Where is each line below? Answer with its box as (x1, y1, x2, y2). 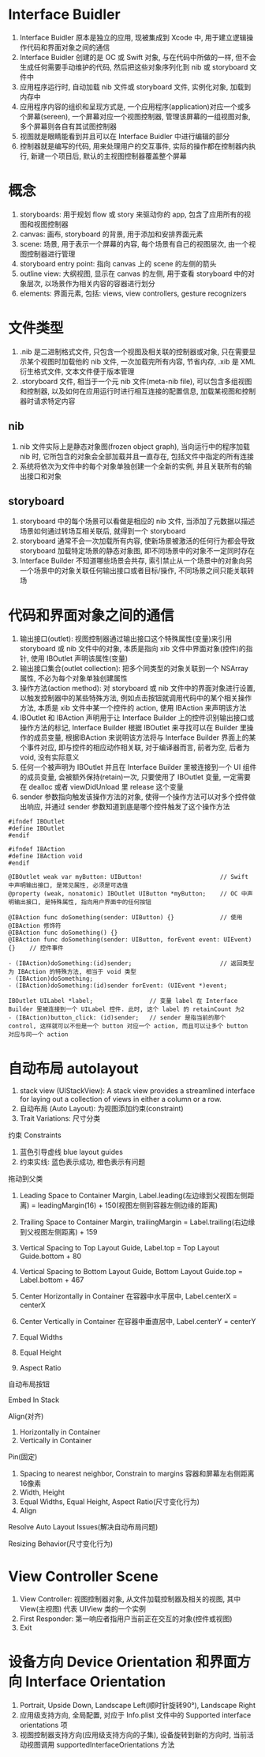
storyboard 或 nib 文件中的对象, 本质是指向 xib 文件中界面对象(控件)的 (19, 644, 246, 654)
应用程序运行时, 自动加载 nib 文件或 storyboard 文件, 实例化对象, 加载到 (19, 81, 251, 92)
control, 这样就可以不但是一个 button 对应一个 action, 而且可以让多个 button (8, 1022, 248, 1031)
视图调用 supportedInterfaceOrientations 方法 (26, 1740, 175, 1750)
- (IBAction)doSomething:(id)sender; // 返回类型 (8, 960, 255, 967)
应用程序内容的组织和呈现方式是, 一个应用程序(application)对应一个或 (19, 101, 244, 111)
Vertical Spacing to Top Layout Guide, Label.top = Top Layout (19, 1243, 219, 1253)
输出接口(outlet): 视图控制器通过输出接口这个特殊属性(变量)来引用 (19, 634, 233, 643)
